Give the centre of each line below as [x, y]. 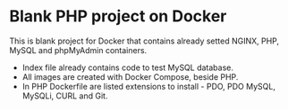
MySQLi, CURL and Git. [65, 96]
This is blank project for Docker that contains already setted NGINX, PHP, [144, 41]
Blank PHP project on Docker [118, 16]
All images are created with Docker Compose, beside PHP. [130, 76]
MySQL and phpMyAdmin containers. [78, 50]
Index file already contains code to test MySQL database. [128, 67]
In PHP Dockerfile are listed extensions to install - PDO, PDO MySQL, [148, 86]
